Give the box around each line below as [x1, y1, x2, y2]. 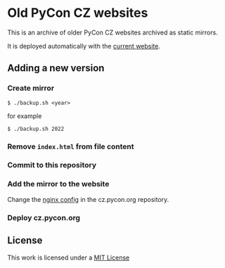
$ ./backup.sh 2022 [7, 125, 65, 132]
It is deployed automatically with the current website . [7, 42, 160, 50]
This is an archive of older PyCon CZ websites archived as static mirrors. [7, 28, 218, 37]
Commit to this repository [7, 160, 97, 170]
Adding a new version [7, 62, 105, 75]
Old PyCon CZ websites [7, 5, 148, 21]
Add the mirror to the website [7, 179, 110, 189]
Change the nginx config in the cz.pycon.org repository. [7, 195, 169, 203]
